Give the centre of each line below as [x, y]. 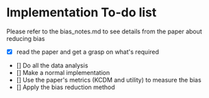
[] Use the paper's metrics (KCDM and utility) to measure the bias [109, 80]
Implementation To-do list [82, 13]
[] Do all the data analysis [52, 65]
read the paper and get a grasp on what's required [87, 52]
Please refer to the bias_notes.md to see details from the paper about [104, 31]
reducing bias [26, 38]
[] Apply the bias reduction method [65, 87]
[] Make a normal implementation [63, 72]
